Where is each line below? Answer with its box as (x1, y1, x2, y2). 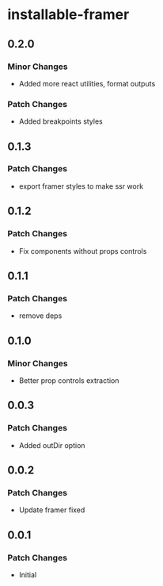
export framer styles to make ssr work (18, 181, 144, 191)
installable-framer (7, 6, 130, 24)
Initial (18, 569, 37, 580)
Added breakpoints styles (18, 117, 104, 126)
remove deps (18, 311, 63, 320)
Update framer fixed (18, 505, 85, 515)
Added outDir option (18, 440, 85, 450)
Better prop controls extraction (18, 375, 119, 385)
